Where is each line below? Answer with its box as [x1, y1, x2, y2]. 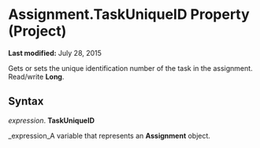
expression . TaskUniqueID [8, 116, 95, 125]
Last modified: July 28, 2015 [8, 48, 102, 57]
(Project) [8, 22, 67, 40]
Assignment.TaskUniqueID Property [8, 6, 250, 24]
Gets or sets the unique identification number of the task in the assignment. [8, 63, 254, 72]
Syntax [8, 94, 44, 108]
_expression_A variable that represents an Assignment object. [8, 131, 211, 140]
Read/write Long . [8, 72, 65, 81]
